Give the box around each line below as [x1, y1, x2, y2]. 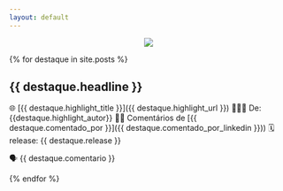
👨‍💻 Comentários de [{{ [114, 112, 197, 124]
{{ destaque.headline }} [9, 80, 143, 95]
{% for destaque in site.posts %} [9, 54, 128, 65]
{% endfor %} [9, 173, 60, 184]
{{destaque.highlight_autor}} [9, 112, 113, 124]
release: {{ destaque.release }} [9, 135, 122, 146]
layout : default [9, 12, 69, 22]
